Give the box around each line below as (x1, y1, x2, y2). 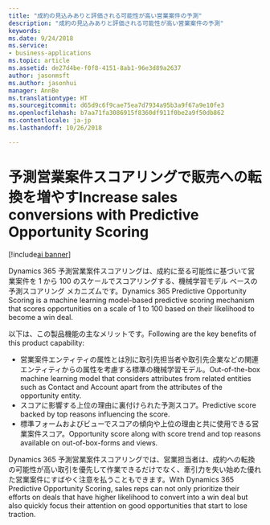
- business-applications (8, 49, 92, 57)
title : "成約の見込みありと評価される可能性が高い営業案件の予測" (8, 11, 202, 20)
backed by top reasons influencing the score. (19, 409, 170, 419)
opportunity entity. (19, 391, 82, 400)
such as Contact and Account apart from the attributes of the (19, 382, 223, 392)
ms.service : (8, 42, 48, 50)
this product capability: (8, 338, 85, 347)
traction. (8, 509, 36, 519)
